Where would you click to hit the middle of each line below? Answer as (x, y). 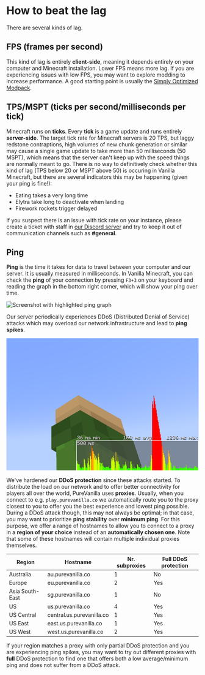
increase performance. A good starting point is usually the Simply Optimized (102, 81)
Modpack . (19, 88)
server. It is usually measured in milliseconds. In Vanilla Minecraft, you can (100, 274)
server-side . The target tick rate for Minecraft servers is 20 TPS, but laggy (100, 138)
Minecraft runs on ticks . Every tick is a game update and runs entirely (94, 131)
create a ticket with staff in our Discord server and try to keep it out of (94, 227)
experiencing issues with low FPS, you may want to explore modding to (96, 75)
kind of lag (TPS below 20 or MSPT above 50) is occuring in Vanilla (91, 170)
